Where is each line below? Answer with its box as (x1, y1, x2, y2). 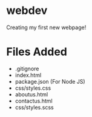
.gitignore (15, 65, 39, 72)
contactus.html (15, 97, 53, 104)
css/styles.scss (15, 104, 54, 111)
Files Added (6, 45, 68, 59)
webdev (6, 4, 48, 18)
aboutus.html (15, 90, 48, 98)
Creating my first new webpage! (6, 24, 87, 31)
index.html (15, 71, 42, 79)
